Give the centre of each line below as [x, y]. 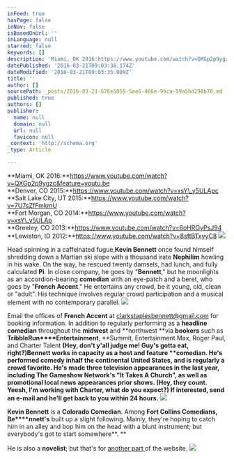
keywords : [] [26, 53]
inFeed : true [26, 14]
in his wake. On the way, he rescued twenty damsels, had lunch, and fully [112, 264]
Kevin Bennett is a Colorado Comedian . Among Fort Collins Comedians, [112, 412]
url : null [28, 130]
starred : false [29, 46]
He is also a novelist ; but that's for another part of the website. [97, 448]
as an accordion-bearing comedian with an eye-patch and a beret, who [110, 279]
